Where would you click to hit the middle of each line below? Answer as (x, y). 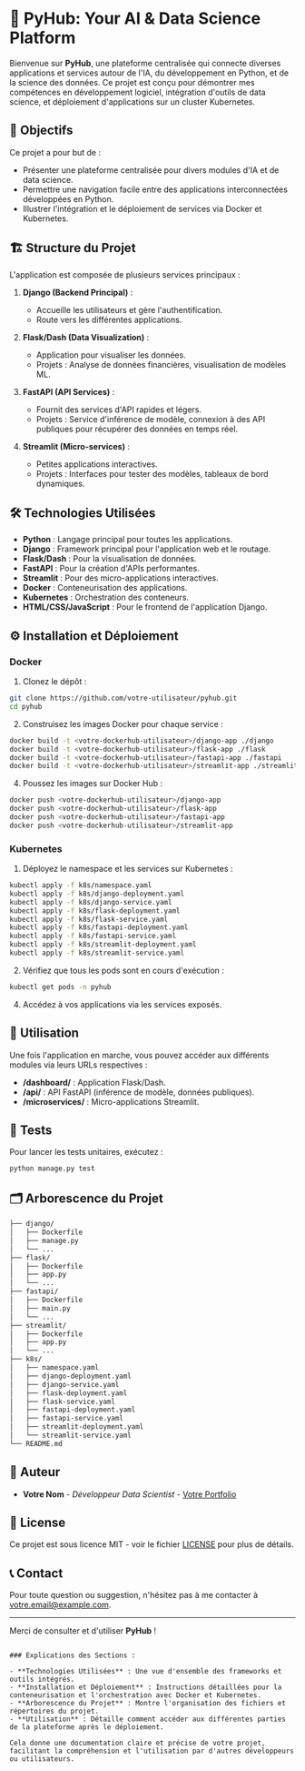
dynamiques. (60, 483)
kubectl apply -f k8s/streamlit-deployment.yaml (103, 945)
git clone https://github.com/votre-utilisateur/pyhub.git (123, 698)
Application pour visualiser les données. (111, 355)
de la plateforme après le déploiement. (87, 1727)
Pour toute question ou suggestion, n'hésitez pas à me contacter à (134, 1595)
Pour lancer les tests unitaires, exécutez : (86, 1152)
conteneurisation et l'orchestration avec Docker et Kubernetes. (135, 1695)
